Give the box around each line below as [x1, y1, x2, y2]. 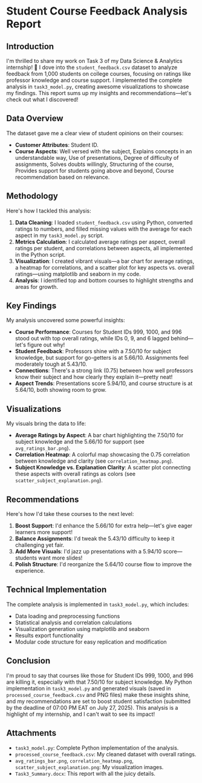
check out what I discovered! [6, 96, 79, 103]
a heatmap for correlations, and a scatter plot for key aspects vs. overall [15, 263, 195, 271]
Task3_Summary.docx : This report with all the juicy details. [15, 770, 156, 777]
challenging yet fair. [15, 541, 65, 549]
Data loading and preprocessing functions [15, 612, 120, 619]
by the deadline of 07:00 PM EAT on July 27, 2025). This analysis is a [6, 704, 178, 711]
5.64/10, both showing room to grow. [15, 386, 107, 394]
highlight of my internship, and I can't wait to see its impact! [6, 710, 155, 718]
